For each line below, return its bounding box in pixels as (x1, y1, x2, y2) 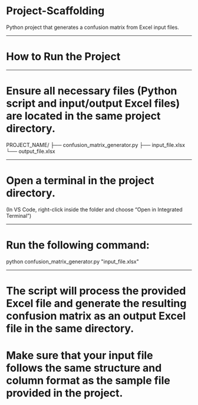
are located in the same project (6, 109, 161, 123)
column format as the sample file (6, 374, 171, 387)
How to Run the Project (6, 50, 121, 63)
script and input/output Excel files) (6, 97, 180, 110)
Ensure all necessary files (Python (6, 84, 177, 98)
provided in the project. (6, 387, 123, 400)
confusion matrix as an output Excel (6, 309, 186, 322)
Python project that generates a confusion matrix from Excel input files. (6, 24, 180, 31)
